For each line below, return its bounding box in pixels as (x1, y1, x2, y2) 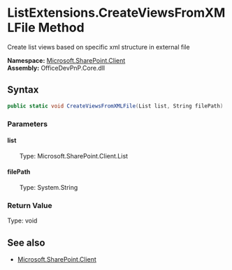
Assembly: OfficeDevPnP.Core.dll (7, 63, 106, 72)
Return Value (7, 200, 52, 210)
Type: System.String (20, 183, 78, 191)
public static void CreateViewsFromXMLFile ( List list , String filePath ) (7, 103, 224, 110)
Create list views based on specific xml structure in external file (7, 43, 190, 51)
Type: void (7, 216, 38, 225)
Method (38, 20, 85, 36)
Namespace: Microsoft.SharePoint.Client (7, 56, 126, 64)
